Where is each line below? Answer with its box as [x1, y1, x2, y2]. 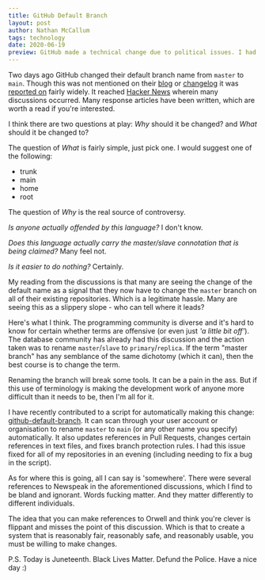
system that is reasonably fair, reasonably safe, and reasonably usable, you [8, 531, 254, 540]
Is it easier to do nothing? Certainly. [8, 262, 124, 271]
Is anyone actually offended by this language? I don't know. [8, 223, 203, 232]
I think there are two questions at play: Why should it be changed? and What [8, 120, 257, 128]
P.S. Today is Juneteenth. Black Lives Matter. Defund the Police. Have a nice [8, 555, 257, 563]
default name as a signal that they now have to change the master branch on [8, 286, 257, 295]
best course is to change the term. [8, 360, 121, 369]
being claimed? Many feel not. [8, 246, 107, 256]
